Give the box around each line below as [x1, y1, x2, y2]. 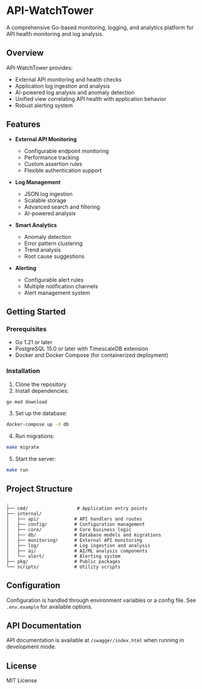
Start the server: [15, 455, 56, 463]
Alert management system [24, 289, 90, 296]
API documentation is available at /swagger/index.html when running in [6, 637, 184, 644]
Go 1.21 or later [15, 339, 53, 346]
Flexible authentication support [24, 167, 102, 174]
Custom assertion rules [24, 160, 82, 167]
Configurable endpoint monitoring [24, 147, 109, 154]
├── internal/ [6, 510, 42, 517]
